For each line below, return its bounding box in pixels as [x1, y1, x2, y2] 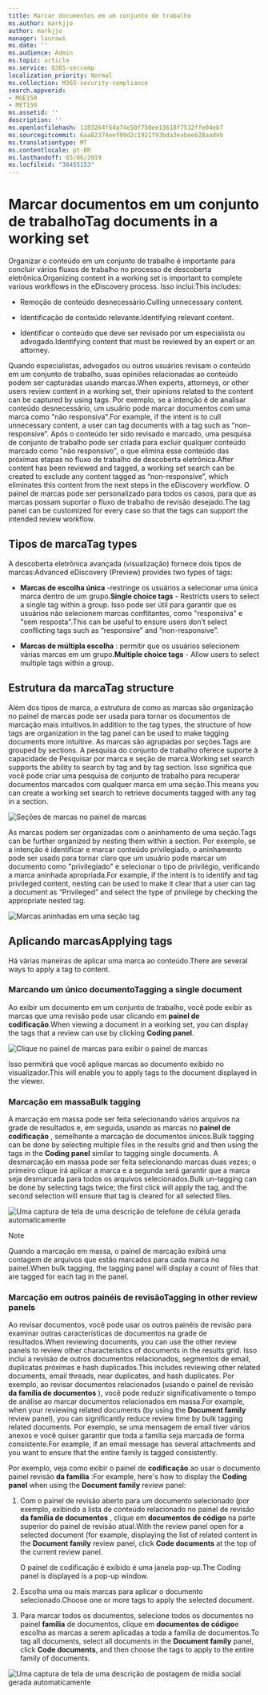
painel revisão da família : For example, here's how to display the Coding [8, 1472, 247, 1482]
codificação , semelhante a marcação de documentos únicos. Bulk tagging [8, 1132, 254, 1141]
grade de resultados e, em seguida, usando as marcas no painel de [8, 1123, 231, 1133]
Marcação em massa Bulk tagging [8, 1096, 142, 1107]
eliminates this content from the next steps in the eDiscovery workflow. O [8, 481, 250, 490]
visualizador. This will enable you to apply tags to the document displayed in [8, 1068, 258, 1077]
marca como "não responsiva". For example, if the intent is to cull [8, 412, 222, 422]
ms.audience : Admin [8, 49, 74, 57]
